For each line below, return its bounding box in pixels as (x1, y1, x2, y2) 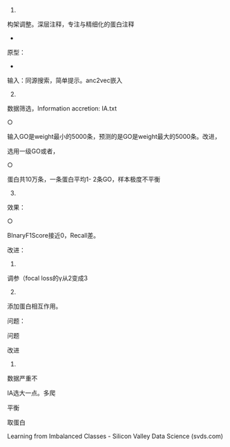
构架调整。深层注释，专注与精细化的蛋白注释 (7, 20, 135, 28)
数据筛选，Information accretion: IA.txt (7, 104, 117, 113)
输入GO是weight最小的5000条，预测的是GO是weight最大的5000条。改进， (7, 133, 221, 140)
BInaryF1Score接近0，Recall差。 (7, 231, 100, 239)
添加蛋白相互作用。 (7, 302, 62, 310)
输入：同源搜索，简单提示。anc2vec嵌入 (7, 76, 123, 84)
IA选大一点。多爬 (7, 389, 56, 397)
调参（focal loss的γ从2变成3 (7, 274, 88, 282)
